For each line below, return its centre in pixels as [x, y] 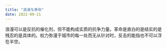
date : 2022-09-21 [23, 14]
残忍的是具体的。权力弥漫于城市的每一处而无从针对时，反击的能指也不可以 [81, 35]
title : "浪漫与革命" [24, 10]
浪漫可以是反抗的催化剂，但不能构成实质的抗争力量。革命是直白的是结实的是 [83, 29]
